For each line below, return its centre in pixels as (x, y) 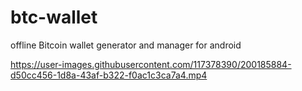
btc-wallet (54, 17)
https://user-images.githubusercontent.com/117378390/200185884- (151, 64)
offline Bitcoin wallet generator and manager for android (126, 45)
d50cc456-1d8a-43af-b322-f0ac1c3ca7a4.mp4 (109, 75)
